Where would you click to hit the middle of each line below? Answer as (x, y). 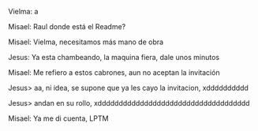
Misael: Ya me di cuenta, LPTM (58, 118)
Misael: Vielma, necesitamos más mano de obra (86, 42)
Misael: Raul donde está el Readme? (67, 26)
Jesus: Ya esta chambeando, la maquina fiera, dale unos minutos (114, 57)
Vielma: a (23, 11)
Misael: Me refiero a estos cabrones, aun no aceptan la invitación (114, 73)
